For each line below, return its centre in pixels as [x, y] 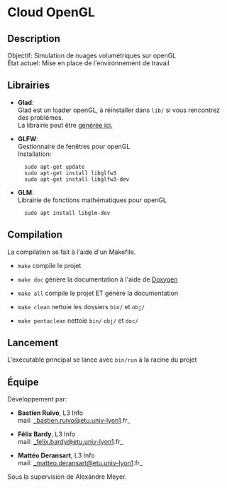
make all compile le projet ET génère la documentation [98, 293]
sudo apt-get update [55, 167]
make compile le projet [49, 265]
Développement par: [37, 399]
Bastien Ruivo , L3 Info [50, 413]
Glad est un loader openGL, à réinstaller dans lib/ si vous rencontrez [119, 110]
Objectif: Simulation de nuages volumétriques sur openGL [92, 55]
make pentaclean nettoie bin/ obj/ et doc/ [78, 321]
